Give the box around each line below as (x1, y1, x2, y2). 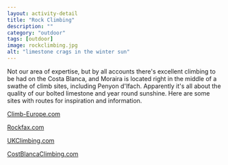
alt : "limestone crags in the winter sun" (7, 49, 130, 56)
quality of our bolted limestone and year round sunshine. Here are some (7, 89, 210, 97)
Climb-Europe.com (7, 109, 60, 118)
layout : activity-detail (7, 10, 78, 17)
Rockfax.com (7, 123, 45, 131)
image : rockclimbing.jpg (7, 42, 78, 49)
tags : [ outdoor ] (7, 36, 53, 43)
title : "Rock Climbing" (7, 16, 75, 23)
